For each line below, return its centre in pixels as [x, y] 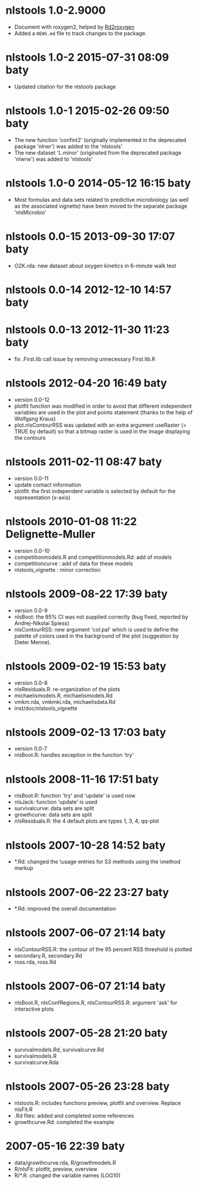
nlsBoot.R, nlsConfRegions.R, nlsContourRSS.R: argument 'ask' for [96, 1003]
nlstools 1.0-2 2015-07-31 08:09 [87, 58]
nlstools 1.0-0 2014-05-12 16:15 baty [98, 183]
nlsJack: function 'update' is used [56, 802]
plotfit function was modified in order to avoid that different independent [103, 406]
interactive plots [34, 1009]
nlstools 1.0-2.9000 [56, 10]
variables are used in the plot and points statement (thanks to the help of [103, 412]
